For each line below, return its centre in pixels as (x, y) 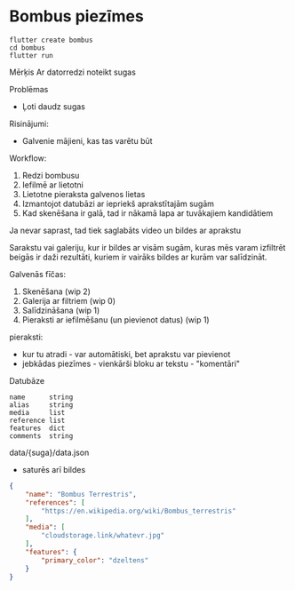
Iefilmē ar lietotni (53, 185)
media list (37, 412)
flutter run (31, 55)
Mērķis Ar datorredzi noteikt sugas (72, 72)
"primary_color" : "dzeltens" (95, 560)
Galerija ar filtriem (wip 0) (69, 300)
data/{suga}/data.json (49, 452)
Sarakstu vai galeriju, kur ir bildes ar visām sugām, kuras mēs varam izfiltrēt (147, 247)
